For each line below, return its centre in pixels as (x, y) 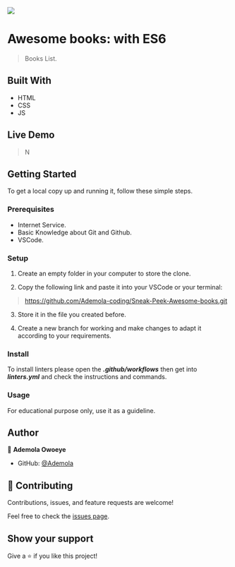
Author (23, 432)
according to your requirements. (64, 335)
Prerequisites (31, 210)
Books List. (41, 58)
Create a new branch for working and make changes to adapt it (109, 328)
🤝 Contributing (40, 485)
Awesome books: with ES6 (87, 39)
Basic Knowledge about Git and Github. (74, 232)
